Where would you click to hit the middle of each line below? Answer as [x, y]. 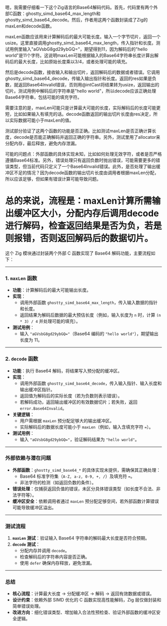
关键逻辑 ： [23, 414]
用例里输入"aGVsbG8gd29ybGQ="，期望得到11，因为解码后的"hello [78, 49]
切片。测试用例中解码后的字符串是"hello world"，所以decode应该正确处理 [81, 91]
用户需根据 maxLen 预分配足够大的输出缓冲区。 [67, 420]
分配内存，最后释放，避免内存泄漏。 [42, 143]
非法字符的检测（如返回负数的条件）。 [58, 482]
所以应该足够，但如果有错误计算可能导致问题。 [53, 179]
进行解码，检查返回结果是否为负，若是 [84, 226]
